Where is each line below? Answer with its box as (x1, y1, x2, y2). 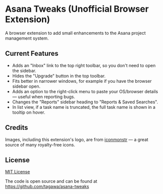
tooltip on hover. (12, 109, 46, 115)
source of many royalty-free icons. (5, 142, 75, 147)
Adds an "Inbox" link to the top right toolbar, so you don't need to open (12, 62, 156, 68)
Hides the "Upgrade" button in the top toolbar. (12, 73, 106, 79)
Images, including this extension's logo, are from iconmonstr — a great (5, 136, 149, 143)
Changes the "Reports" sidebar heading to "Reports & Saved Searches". (12, 99, 158, 105)
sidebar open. (12, 83, 41, 89)
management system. (5, 35, 49, 41)
